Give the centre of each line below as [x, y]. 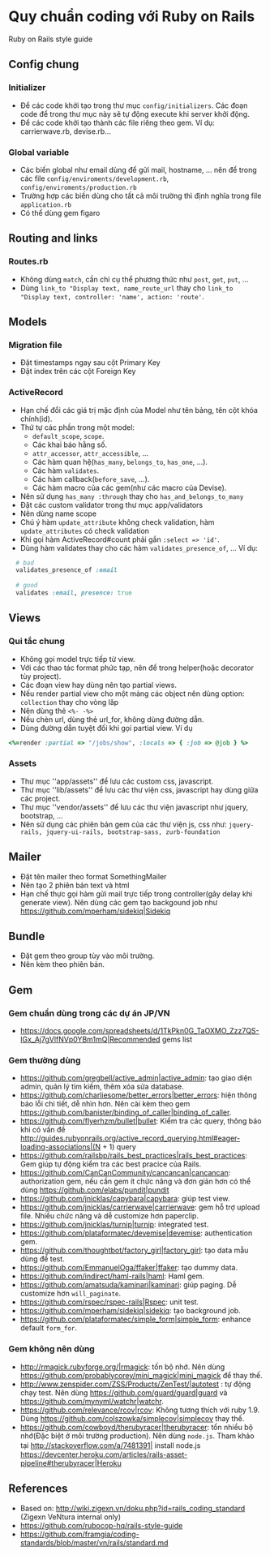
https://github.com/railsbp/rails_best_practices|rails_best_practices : [133, 1156]
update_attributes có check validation [85, 531]
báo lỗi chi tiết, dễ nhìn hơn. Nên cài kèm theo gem [105, 1104]
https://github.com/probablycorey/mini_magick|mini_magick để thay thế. [141, 1375]
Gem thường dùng [45, 1060]
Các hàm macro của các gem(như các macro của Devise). [129, 488]
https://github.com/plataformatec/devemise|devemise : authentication [136, 1233]
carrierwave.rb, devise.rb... [66, 131]
